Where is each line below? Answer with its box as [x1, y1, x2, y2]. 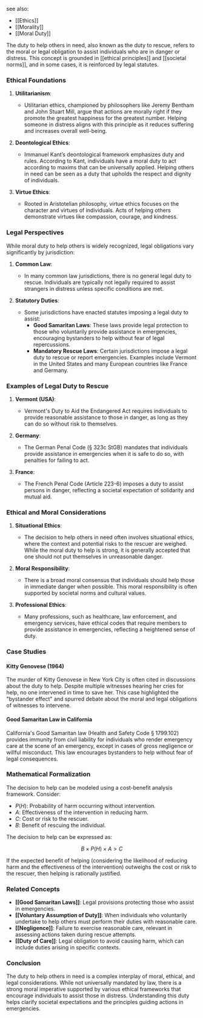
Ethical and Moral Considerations [6, 508, 107, 517]
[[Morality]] [15, 24, 44, 30]
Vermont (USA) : [15, 395, 56, 402]
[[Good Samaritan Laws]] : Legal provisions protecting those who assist [15, 898, 195, 906]
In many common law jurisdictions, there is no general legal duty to [24, 272, 192, 279]
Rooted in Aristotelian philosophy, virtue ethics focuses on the [24, 200, 179, 208]
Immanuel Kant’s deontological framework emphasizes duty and [24, 151, 185, 158]
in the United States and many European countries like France [33, 360, 188, 367]
